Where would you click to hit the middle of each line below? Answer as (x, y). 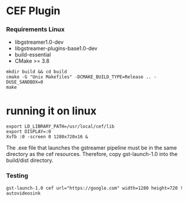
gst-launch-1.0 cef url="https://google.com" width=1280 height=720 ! (95, 188)
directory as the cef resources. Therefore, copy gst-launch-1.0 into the (92, 154)
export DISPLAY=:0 (29, 132)
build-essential (33, 55)
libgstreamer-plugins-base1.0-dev (56, 48)
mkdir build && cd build (37, 72)
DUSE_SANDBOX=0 (25, 82)
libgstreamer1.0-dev (39, 42)
